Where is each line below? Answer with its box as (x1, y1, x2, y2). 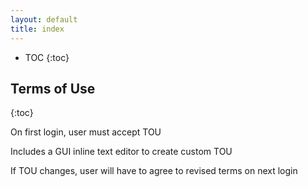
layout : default (10, 14, 78, 25)
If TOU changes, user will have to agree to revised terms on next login (10, 165, 298, 177)
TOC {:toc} (24, 51, 70, 63)
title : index (10, 24, 65, 34)
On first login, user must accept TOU (10, 126, 162, 138)
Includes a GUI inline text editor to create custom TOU (10, 146, 233, 158)
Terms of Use (10, 80, 96, 97)
